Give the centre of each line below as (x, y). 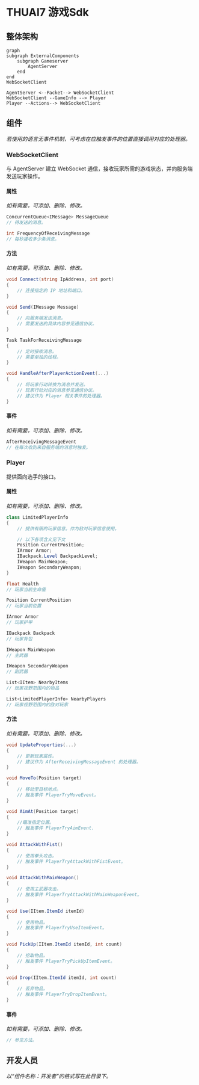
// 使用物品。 (32, 922)
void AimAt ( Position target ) (43, 811)
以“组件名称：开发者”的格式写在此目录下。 (59, 1076)
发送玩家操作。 (25, 176)
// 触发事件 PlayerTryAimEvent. (56, 828)
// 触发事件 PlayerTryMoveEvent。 (58, 795)
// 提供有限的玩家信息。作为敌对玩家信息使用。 (68, 528)
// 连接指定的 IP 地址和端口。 (51, 290)
